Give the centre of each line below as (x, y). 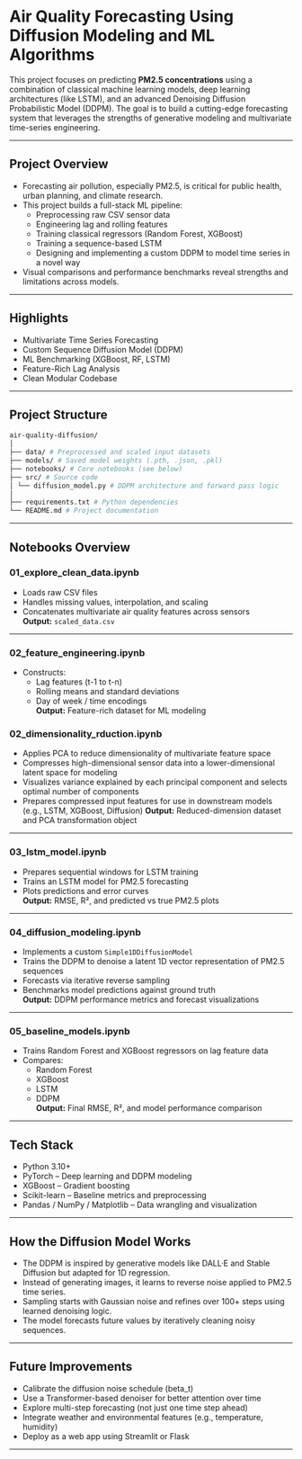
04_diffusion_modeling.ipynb (75, 932)
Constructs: (44, 673)
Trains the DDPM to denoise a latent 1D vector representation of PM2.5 (153, 961)
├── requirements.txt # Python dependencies (94, 502)
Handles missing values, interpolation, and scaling (115, 602)
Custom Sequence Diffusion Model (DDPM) (103, 349)
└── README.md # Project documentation (84, 511)
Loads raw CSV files (60, 592)
